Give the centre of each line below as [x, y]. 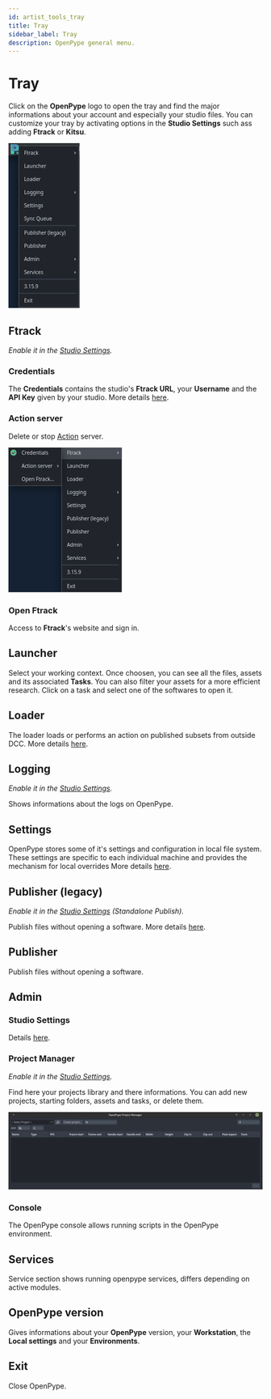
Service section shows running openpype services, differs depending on [129, 1278]
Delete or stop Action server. [56, 436]
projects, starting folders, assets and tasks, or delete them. [106, 1100]
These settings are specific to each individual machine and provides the [128, 858]
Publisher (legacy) [56, 891]
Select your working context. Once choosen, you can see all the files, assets [135, 672]
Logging [29, 769]
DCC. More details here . [48, 744]
